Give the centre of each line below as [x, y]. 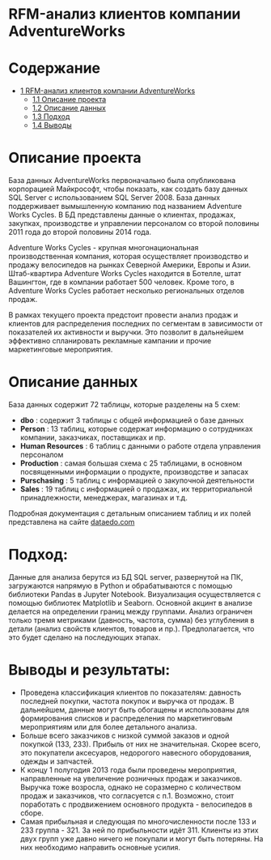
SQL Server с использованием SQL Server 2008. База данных [114, 198]
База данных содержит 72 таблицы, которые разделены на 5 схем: [125, 404]
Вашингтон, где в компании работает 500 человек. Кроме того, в [121, 282]
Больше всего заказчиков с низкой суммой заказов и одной [125, 735]
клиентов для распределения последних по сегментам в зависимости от [135, 324]
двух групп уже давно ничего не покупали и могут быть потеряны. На [142, 838]
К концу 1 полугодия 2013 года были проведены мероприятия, [128, 769]
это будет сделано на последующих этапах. [85, 637]
